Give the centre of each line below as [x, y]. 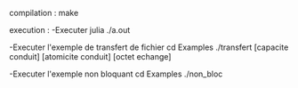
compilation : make [44, 13]
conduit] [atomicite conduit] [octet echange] [90, 56]
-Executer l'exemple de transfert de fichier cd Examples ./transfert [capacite [149, 47]
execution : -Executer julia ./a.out [70, 30]
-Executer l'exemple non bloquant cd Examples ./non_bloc [116, 74]
